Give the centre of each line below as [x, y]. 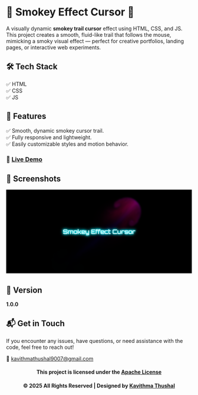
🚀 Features [26, 116]
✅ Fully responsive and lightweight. [49, 137]
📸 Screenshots [34, 179]
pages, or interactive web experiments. [54, 47]
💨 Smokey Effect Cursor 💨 [70, 12]
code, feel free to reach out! [40, 347]
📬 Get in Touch [35, 324]
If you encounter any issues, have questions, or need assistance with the [95, 341]
